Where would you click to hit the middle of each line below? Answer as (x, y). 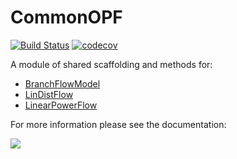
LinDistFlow (49, 94)
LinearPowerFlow (61, 105)
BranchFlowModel (62, 83)
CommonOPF (66, 17)
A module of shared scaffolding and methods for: (111, 64)
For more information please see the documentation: (118, 124)
